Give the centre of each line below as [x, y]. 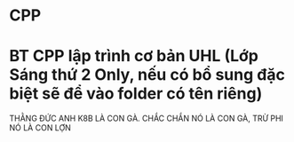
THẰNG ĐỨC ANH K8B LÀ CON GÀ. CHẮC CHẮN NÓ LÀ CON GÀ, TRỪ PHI [147, 118]
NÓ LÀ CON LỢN [40, 128]
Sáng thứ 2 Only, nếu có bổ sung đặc [147, 75]
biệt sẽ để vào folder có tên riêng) [136, 94]
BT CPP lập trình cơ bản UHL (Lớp [134, 56]
